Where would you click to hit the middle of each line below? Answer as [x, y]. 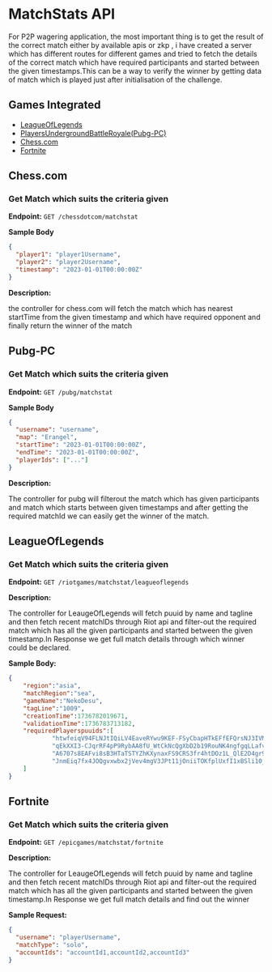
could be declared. [40, 648]
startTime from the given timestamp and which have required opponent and [134, 317]
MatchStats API [62, 14]
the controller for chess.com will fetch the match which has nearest [121, 308]
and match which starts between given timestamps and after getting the [128, 507]
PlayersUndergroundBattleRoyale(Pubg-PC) [93, 133]
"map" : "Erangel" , [47, 437]
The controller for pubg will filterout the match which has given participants [134, 498]
